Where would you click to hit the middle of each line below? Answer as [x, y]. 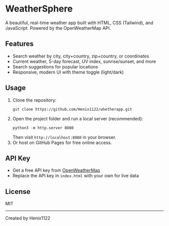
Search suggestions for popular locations [55, 66]
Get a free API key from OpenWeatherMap [56, 170]
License [18, 192]
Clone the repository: [34, 100]
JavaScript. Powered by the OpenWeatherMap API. [58, 28]
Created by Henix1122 [28, 218]
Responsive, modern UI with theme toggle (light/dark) [68, 72]
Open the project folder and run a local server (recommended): [78, 118]
